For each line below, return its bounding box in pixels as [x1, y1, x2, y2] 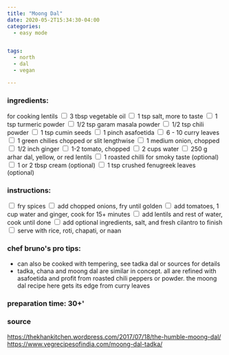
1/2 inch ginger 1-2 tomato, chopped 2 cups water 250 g [17, 145, 208, 153]
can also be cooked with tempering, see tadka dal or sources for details [17, 259, 221, 268]
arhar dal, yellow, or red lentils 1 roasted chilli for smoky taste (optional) [7, 153, 219, 162]
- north [13, 54, 36, 61]
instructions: [7, 185, 52, 195]
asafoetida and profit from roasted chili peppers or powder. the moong [17, 274, 217, 282]
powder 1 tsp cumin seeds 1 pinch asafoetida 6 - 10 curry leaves [7, 129, 220, 137]
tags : [7, 47, 23, 55]
